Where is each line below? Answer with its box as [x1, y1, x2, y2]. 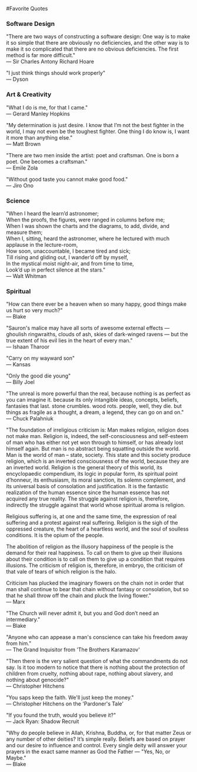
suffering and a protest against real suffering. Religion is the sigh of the [6, 519, 178, 526]
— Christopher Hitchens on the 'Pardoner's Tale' [6, 700, 124, 707]
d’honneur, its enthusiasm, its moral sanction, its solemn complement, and [6, 476, 186, 483]
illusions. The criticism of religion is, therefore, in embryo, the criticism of [6, 562, 183, 569]
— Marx [6, 598, 25, 605]
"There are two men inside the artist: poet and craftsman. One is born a [6, 151, 179, 158]
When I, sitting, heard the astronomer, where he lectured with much [6, 235, 169, 242]
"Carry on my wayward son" [6, 354, 75, 362]
